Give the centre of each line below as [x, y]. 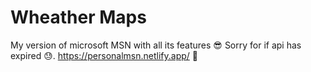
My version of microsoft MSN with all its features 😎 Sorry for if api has [156, 45]
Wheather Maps [78, 17]
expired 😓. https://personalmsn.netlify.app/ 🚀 [104, 55]
